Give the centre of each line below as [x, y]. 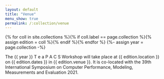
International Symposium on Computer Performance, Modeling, [69, 67]
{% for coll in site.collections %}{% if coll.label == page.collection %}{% [79, 37]
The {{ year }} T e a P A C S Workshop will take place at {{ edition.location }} [82, 57]
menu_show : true [22, 19]
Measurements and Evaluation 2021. [42, 72]
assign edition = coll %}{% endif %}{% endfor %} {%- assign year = [74, 42]
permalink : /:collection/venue [37, 23]
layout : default [22, 10]
